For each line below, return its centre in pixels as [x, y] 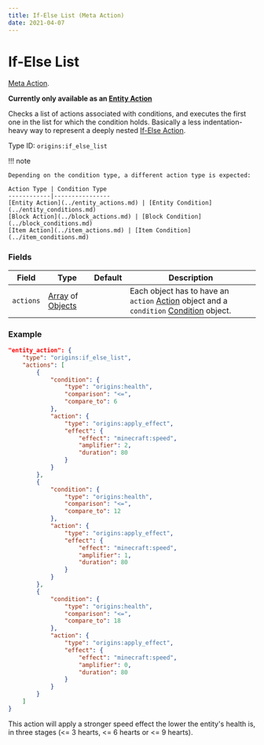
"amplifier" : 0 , [105, 665]
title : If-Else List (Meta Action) [66, 15]
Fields [20, 257]
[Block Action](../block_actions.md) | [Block [86, 217]
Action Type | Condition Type [58, 190]
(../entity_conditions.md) [52, 210]
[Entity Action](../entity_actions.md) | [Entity [91, 203]
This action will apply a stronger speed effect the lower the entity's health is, [132, 724]
